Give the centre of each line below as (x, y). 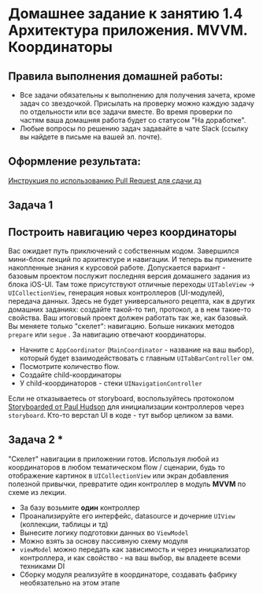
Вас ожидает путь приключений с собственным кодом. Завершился (124, 251)
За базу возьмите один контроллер (80, 507)
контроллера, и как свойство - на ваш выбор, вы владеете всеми (130, 557)
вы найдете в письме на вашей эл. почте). (91, 137)
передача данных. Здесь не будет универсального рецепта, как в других (132, 301)
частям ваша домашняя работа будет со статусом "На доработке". (133, 120)
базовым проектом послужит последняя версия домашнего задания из (129, 276)
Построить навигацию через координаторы (123, 232)
